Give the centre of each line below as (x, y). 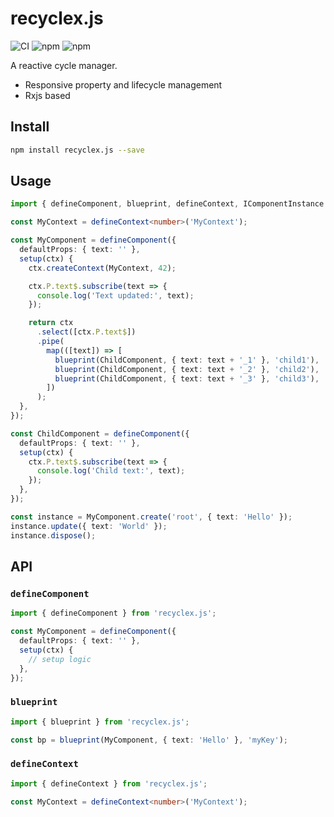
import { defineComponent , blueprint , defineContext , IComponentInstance (167, 204)
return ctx (51, 323)
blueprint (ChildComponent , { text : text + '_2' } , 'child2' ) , (187, 369)
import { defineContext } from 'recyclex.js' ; (109, 783)
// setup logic (60, 659)
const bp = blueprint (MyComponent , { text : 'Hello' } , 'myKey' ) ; (149, 740)
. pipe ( (50, 342)
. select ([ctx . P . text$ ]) (86, 332)
